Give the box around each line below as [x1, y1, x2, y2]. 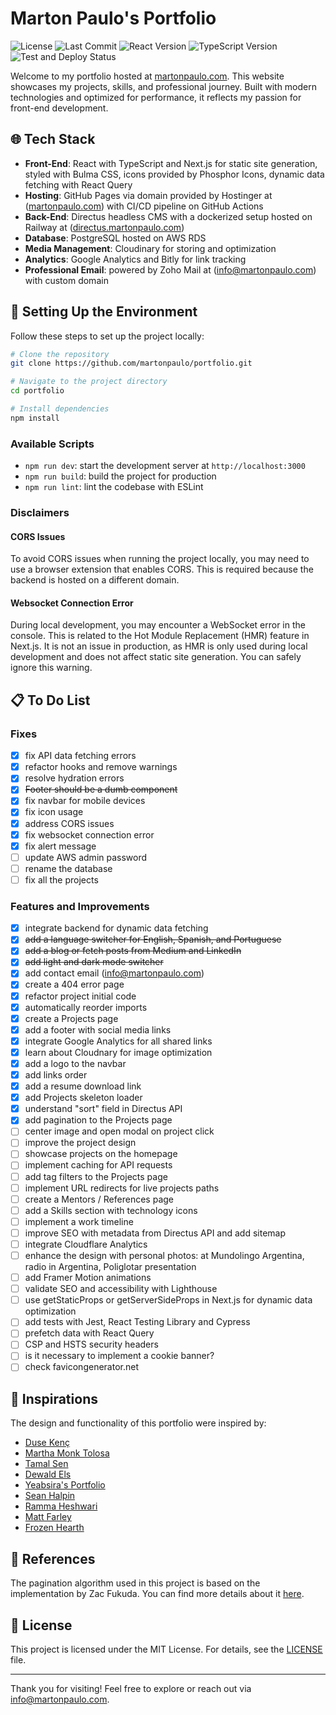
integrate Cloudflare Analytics [24, 1238, 148, 1250]
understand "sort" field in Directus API [24, 1103, 183, 1115]
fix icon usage [24, 806, 84, 818]
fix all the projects [24, 873, 99, 886]
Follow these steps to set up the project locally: [10, 330, 205, 342]
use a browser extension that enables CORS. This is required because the [10, 563, 314, 576]
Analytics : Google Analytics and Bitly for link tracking [24, 253, 247, 265]
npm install [10, 413, 60, 423]
